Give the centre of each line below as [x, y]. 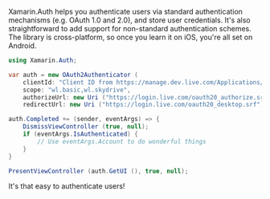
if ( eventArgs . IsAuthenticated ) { [80, 134]
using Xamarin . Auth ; [43, 60]
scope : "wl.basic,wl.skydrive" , [77, 90]
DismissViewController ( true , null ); [86, 127]
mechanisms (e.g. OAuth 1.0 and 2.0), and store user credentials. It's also [129, 20]
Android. [22, 46]
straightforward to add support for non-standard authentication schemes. [130, 28]
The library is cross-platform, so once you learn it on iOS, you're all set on [131, 37]
